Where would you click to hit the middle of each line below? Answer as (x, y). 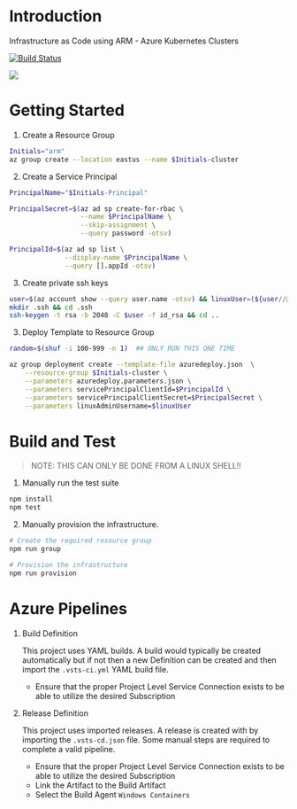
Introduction (56, 16)
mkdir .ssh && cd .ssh (51, 307)
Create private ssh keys (65, 283)
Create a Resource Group (68, 135)
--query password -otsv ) (126, 233)
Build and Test (63, 441)
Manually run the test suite (70, 483)
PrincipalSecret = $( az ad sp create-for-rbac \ (96, 209)
